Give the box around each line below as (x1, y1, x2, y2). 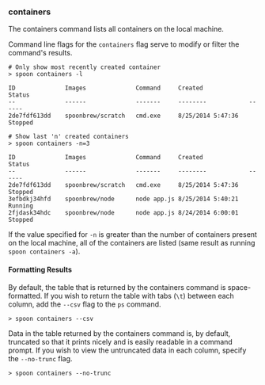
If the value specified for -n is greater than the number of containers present (8, 230, 257, 239)
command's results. (8, 48, 73, 58)
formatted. (8, 291, 43, 300)
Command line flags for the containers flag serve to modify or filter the (8, 40, 240, 49)
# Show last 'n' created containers (8, 133, 129, 141)
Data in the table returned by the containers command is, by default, (8, 328, 231, 338)
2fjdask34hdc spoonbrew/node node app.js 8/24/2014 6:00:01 (8, 209, 239, 217)
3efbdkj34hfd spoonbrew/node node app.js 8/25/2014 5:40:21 (8, 195, 239, 204)
